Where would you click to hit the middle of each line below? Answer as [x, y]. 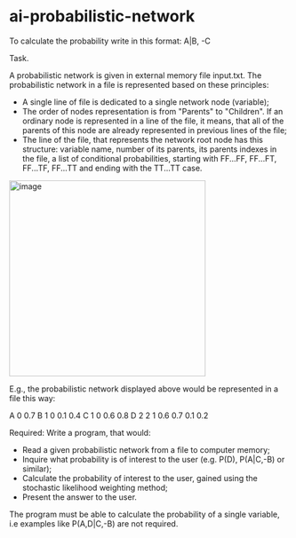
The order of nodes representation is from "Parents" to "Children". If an [152, 111]
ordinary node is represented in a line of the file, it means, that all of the [153, 121]
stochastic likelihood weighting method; [95, 487]
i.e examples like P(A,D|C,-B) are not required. [94, 523]
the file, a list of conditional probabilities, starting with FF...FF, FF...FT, [149, 158]
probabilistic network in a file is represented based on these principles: [139, 84]
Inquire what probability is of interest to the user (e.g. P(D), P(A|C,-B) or [153, 459]
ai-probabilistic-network [102, 16]
